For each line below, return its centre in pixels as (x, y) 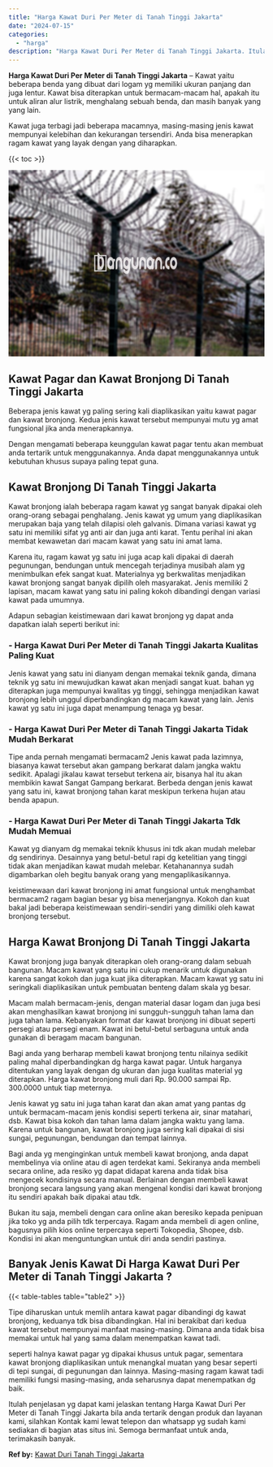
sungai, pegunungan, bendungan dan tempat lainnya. (97, 1138)
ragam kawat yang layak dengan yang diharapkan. (93, 143)
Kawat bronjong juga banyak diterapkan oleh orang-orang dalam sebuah (130, 961)
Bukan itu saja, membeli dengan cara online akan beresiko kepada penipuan (136, 1212)
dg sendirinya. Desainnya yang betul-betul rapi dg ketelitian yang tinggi (128, 858)
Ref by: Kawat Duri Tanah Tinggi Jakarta (76, 1454)
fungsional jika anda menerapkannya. (71, 428)
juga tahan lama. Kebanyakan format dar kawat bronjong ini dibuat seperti (132, 1020)
